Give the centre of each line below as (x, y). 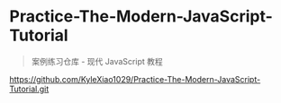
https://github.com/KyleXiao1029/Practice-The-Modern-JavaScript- (135, 79)
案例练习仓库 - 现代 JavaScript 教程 (97, 61)
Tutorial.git (29, 89)
